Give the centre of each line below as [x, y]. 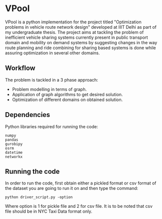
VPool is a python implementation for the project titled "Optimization [73, 22]
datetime [14, 152]
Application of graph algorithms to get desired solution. [67, 94]
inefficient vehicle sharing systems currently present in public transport [77, 37]
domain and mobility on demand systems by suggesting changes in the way [81, 42]
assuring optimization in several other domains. [53, 53]
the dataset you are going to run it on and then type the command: [72, 188]
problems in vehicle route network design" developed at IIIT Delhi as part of [81, 27]
